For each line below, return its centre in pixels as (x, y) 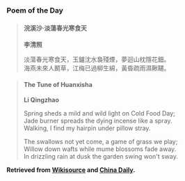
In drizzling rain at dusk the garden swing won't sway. (100, 157)
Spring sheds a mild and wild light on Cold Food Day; (99, 113)
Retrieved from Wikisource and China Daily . (71, 170)
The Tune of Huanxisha (58, 84)
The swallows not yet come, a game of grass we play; (100, 142)
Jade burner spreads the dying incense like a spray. (98, 121)
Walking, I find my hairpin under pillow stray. (87, 128)
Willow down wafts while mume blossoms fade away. (100, 149)
